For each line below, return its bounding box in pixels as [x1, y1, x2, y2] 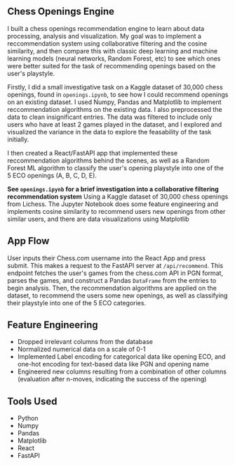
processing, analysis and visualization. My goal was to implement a [7, 32, 202, 40]
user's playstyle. [7, 69, 55, 77]
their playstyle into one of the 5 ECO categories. [7, 298, 146, 307]
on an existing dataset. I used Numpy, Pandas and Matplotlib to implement [7, 98, 222, 106]
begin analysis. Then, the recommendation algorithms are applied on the [7, 284, 217, 292]
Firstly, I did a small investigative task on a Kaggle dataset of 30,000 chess [7, 82, 223, 91]
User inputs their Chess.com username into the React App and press [7, 253, 206, 262]
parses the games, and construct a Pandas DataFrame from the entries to [7, 276, 217, 284]
